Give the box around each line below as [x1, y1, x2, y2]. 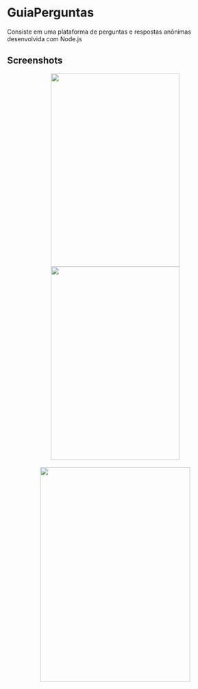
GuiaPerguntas [7, 5, 95, 21]
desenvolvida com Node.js [7, 34, 82, 43]
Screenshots [7, 55, 63, 67]
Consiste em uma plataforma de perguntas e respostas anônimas [7, 27, 192, 36]
